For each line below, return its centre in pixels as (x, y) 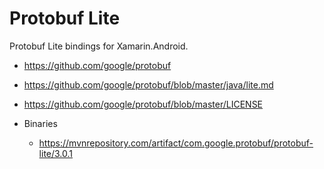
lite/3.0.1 (56, 153)
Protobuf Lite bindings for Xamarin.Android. (99, 46)
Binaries (40, 123)
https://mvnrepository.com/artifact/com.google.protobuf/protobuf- (176, 143)
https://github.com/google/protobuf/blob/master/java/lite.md (148, 84)
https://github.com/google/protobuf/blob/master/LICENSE (143, 104)
